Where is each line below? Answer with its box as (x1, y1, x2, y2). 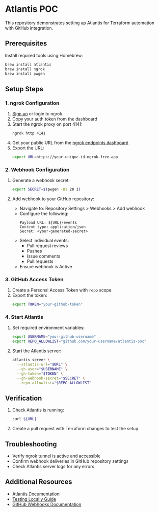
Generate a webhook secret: (12, 178, 70, 183)
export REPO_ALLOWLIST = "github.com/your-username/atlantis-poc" (12, 339, 147, 344)
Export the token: (12, 293, 48, 298)
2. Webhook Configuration (5, 166, 70, 173)
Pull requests (26, 258, 53, 264)
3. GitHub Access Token (5, 276, 64, 283)
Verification (5, 394, 42, 402)
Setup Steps (5, 85, 43, 93)
